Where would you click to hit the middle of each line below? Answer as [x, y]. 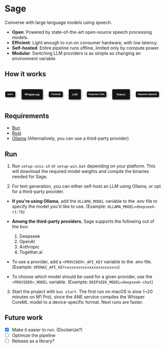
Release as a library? [33, 341]
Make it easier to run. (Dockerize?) [47, 330]
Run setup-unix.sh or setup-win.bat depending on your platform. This [83, 166]
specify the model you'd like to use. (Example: [59, 206]
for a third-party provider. [38, 191]
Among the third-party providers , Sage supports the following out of [83, 221]
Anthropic [29, 247]
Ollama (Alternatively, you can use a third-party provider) [70, 138]
